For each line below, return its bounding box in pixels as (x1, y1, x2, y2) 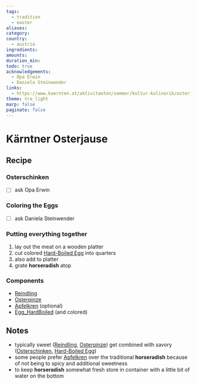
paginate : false (6, 107, 46, 113)
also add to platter (14, 255, 59, 262)
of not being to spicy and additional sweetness (14, 360, 128, 367)
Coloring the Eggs (6, 201, 59, 210)
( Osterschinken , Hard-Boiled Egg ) (14, 348, 97, 355)
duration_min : (6, 58, 41, 63)
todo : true (6, 63, 33, 69)
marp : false (6, 101, 35, 107)
